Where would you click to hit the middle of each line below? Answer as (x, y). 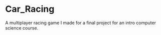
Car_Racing (30, 9)
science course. (22, 28)
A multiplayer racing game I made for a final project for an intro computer (81, 23)
